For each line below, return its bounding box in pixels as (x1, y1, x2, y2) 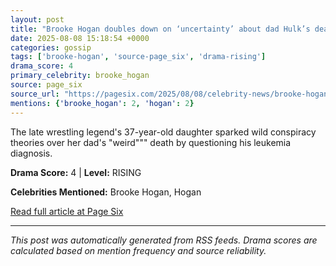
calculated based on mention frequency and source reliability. (10, 244, 267, 256)
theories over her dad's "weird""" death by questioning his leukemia (10, 136, 292, 148)
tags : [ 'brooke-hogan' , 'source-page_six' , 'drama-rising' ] (10, 52, 267, 62)
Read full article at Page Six (10, 205, 124, 217)
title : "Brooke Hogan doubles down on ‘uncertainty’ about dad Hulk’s (10, 24, 311, 34)
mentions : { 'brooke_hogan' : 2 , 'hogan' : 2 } (10, 98, 195, 108)
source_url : (10, 89, 60, 99)
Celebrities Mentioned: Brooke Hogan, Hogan (10, 186, 202, 198)
